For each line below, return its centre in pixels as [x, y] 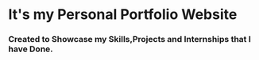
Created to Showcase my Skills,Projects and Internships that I [130, 39]
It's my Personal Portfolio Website [123, 15]
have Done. [31, 49]
